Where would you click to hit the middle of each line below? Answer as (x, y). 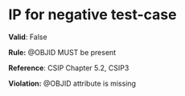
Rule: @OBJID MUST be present (62, 52)
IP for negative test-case (92, 15)
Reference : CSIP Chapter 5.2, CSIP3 (69, 68)
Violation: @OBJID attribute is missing (72, 83)
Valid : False (28, 37)
